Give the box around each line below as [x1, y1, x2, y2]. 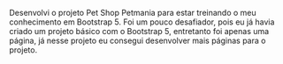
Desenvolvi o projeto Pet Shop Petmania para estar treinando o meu [9, 8, 256, 18]
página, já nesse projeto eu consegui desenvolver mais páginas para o [9, 35, 266, 46]
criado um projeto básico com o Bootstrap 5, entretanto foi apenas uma [9, 26, 270, 36]
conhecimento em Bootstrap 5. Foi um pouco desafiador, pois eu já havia [9, 17, 275, 27]
